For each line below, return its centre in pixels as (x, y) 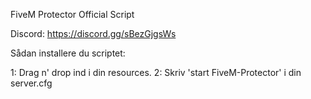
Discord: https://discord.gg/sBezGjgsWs (93, 33)
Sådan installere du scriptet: (68, 53)
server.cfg (31, 83)
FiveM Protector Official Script (72, 14)
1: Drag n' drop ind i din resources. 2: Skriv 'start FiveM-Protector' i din (156, 72)
